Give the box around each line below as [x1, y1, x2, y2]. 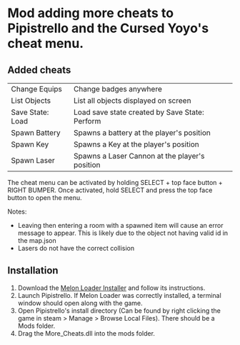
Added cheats [7, 64, 71, 76]
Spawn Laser [11, 156, 55, 165]
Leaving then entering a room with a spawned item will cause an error [17, 221, 224, 229]
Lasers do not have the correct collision [17, 244, 135, 252]
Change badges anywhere [74, 84, 162, 94]
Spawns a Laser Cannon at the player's [74, 151, 205, 161]
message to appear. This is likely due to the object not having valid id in [17, 229, 229, 237]
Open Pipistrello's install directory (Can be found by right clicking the [17, 306, 221, 315]
